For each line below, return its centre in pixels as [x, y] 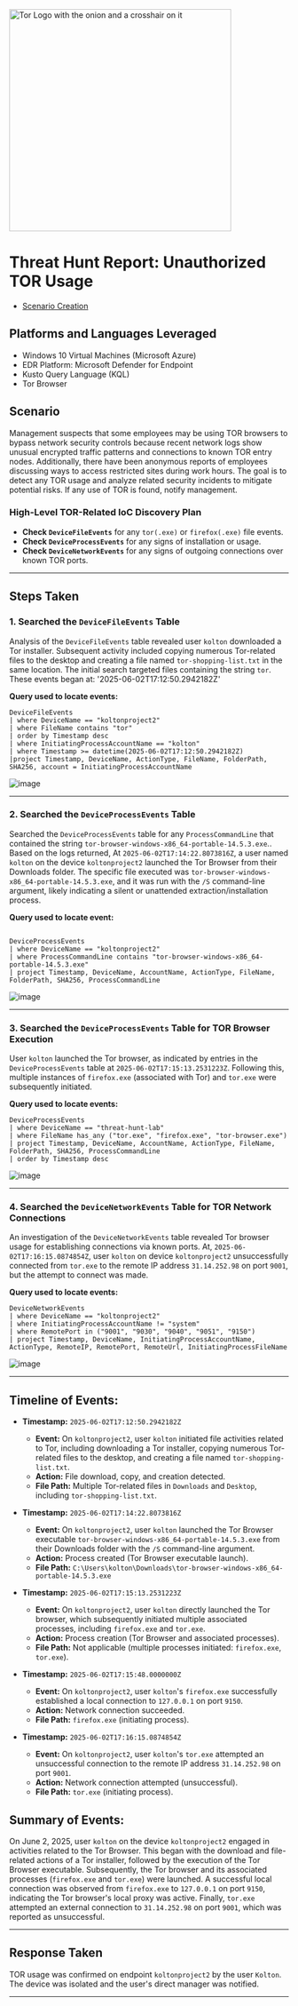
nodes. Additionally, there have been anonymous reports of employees [138, 461]
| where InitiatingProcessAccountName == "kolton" [105, 744]
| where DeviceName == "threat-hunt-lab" [87, 1128]
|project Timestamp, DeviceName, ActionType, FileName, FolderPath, [138, 759]
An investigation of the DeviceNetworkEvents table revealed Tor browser [139, 1238]
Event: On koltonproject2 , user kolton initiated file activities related [159, 1439]
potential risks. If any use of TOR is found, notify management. [123, 490]
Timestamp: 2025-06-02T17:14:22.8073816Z [102, 1513]
